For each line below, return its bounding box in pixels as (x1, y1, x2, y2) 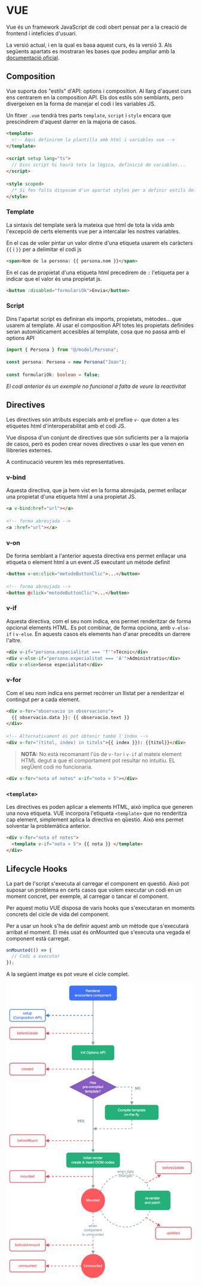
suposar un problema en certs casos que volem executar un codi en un (6, 886, 182, 893)
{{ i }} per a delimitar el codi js (6, 245, 82, 253)
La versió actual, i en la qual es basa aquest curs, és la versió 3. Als (6, 41, 172, 48)
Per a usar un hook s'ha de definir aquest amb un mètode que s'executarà (6, 922, 189, 929)
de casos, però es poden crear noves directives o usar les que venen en (6, 440, 184, 447)
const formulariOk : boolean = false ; (6, 372, 100, 378)
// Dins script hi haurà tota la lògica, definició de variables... (11, 162, 186, 168)
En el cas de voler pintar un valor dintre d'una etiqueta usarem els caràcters (6, 239, 193, 246)
